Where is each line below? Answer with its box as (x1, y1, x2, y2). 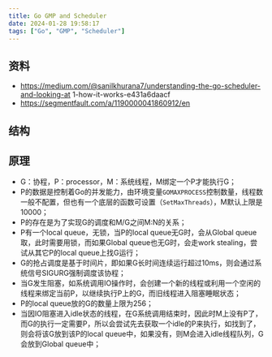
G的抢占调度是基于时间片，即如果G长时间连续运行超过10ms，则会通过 (19, 258, 255, 268)
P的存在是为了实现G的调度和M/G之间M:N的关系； (19, 217, 187, 227)
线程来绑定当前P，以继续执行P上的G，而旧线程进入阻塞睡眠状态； (19, 289, 242, 299)
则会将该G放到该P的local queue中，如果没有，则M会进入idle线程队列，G (19, 329, 264, 339)
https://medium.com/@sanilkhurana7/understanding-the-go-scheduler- (19, 81, 261, 91)
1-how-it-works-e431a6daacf (71, 90, 171, 100)
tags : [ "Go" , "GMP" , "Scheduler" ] (8, 27, 126, 35)
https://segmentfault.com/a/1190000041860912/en (19, 98, 191, 108)
